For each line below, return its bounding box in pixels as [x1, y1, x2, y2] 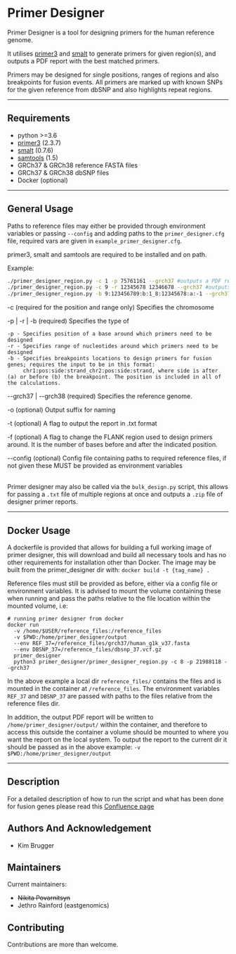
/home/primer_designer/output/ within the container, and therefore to [7, 720, 208, 729]
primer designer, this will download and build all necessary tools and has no [7, 551, 227, 559]
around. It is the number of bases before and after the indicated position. [7, 440, 218, 449]
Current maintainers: [7, 880, 67, 889]
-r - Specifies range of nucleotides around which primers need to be [7, 343, 218, 350]
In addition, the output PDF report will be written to [7, 713, 154, 721]
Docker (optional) [17, 176, 68, 184]
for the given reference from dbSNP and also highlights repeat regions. [7, 85, 213, 94]
